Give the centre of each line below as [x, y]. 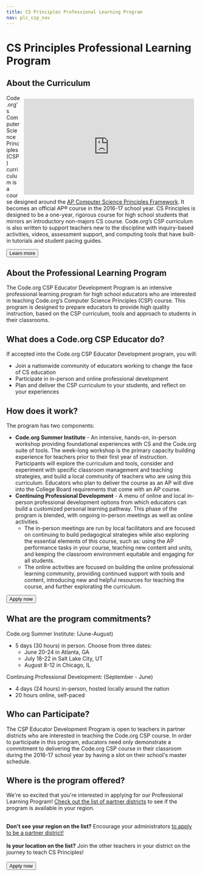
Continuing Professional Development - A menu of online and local [100, 495]
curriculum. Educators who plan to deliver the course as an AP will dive [104, 483]
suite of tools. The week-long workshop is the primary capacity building [105, 450]
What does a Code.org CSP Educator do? [86, 339]
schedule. [19, 761]
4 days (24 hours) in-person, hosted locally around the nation [92, 688]
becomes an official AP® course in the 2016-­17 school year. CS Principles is [101, 208]
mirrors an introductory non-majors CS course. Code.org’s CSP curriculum [100, 221]
